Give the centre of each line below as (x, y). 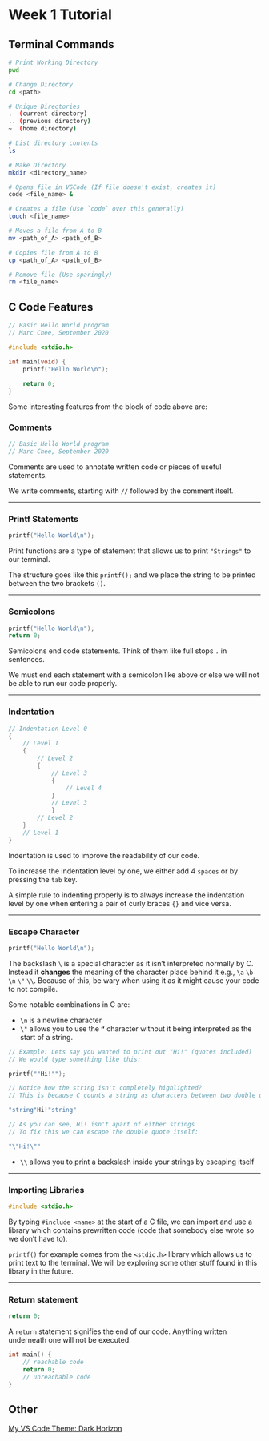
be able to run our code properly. (63, 684)
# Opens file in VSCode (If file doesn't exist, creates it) (112, 187)
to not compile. (33, 989)
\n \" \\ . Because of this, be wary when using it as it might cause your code (134, 980)
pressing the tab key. (43, 879)
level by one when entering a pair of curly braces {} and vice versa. (120, 903)
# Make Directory (37, 165)
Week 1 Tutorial (60, 15)
